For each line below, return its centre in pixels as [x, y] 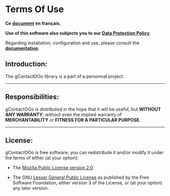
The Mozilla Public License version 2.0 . [53, 168]
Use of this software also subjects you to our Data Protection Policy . [78, 33]
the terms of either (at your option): [42, 158]
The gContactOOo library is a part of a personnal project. [65, 76]
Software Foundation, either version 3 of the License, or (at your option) [88, 183]
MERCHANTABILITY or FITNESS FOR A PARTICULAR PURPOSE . [73, 120]
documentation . [22, 48]
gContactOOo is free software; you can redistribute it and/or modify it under [84, 153]
